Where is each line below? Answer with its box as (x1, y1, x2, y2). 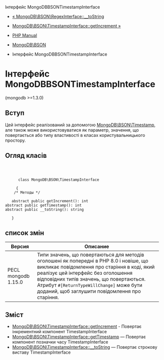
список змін (5, 228, 44, 237)
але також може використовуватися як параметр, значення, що (5, 127, 139, 133)
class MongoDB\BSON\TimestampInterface (18, 177, 99, 182)
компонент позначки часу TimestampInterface (12, 339, 108, 345)
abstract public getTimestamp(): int (5, 203, 82, 208)
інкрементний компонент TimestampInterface (12, 329, 107, 335)
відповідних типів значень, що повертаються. (37, 276, 145, 283)
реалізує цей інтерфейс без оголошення (37, 270, 133, 277)
